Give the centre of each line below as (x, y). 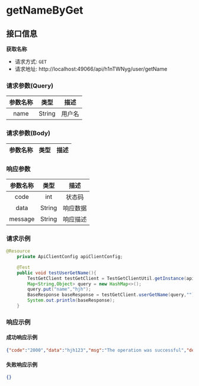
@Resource (18, 251)
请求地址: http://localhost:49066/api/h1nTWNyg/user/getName (91, 69)
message (22, 218)
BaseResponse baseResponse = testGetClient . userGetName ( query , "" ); (112, 295)
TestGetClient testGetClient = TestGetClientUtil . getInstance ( (107, 278)
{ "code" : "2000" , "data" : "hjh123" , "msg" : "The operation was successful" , (96, 350)
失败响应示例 (22, 364)
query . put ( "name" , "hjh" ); (60, 289)
